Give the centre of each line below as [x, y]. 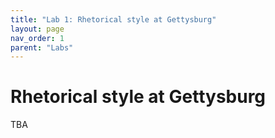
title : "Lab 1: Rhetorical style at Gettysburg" [113, 19]
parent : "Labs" [42, 47]
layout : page [37, 29]
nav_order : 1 [37, 38]
